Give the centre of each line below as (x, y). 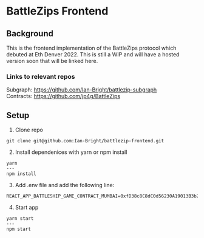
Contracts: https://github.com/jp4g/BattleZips (63, 96)
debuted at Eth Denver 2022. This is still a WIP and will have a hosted (93, 55)
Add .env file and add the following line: (65, 185)
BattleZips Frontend (57, 11)
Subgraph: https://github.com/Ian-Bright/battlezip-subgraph (82, 90)
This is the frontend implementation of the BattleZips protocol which (91, 48)
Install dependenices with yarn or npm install (71, 152)
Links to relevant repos (41, 76)
